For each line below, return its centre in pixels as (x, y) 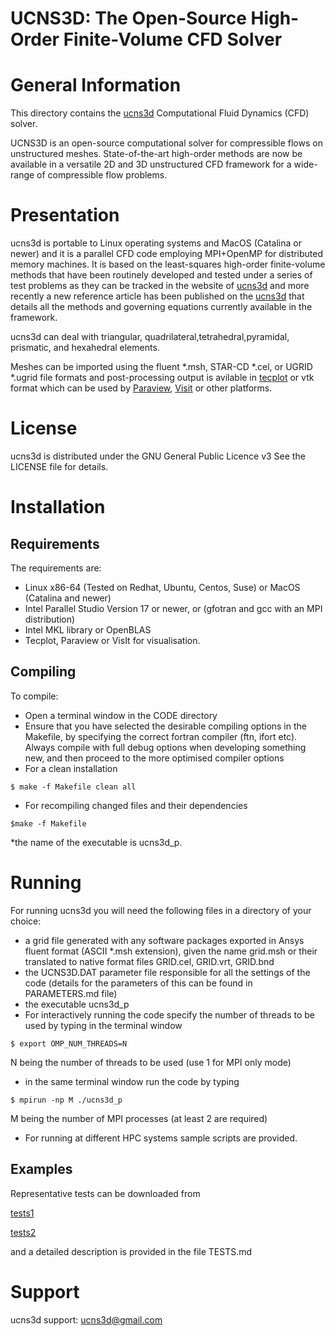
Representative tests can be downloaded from (105, 1193)
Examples (41, 1169)
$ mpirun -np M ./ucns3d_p (66, 1100)
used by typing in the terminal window (103, 1025)
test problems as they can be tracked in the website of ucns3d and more (160, 286)
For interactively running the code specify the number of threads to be (169, 1014)
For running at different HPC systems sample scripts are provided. (161, 1138)
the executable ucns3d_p (77, 1004)
